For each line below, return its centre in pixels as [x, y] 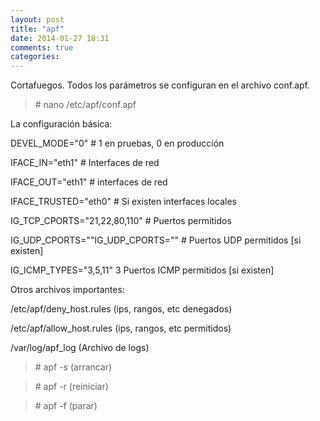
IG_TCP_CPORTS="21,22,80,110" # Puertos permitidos [121, 221]
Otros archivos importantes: [67, 290]
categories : [35, 57]
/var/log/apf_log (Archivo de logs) [80, 348]
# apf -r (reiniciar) [71, 387]
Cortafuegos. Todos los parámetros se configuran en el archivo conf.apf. [160, 85]
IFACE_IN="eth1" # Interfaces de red [85, 163]
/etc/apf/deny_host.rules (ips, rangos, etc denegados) [121, 309]
